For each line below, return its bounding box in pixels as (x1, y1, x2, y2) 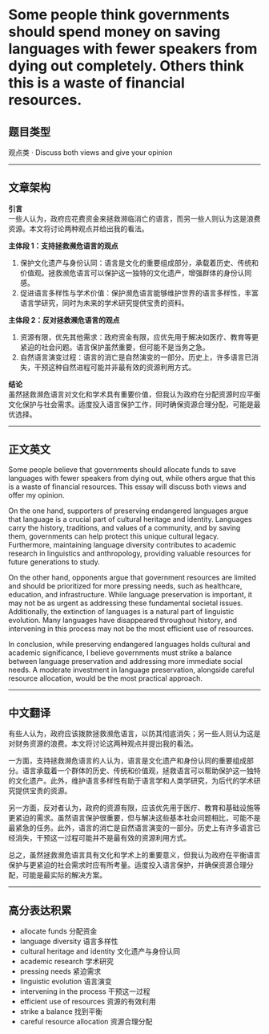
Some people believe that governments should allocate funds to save (8, 464, 236, 474)
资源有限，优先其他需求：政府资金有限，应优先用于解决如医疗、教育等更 (19, 332, 259, 342)
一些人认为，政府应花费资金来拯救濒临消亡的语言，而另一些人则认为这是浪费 (8, 214, 261, 223)
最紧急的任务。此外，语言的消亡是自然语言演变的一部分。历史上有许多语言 (8, 823, 254, 832)
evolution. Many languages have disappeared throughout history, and (8, 615, 238, 625)
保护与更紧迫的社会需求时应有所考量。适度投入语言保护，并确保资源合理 (8, 861, 247, 870)
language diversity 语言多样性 (19, 937, 118, 946)
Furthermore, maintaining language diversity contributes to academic (8, 539, 237, 549)
